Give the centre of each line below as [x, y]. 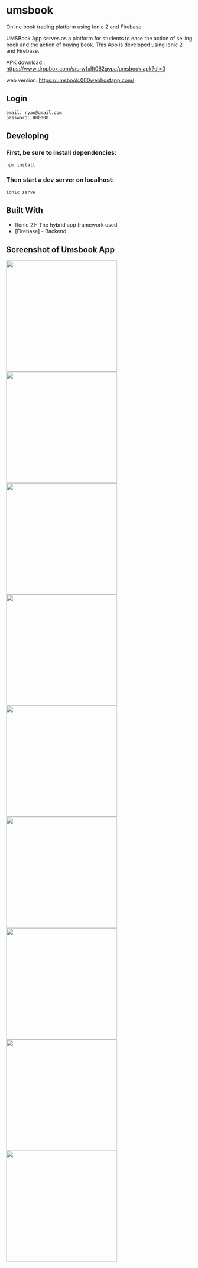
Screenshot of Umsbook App [61, 250]
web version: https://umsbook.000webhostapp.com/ [70, 80]
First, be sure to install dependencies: [61, 153]
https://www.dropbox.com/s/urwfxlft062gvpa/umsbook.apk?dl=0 [86, 68]
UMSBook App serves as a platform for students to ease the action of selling [99, 38]
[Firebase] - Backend [40, 231]
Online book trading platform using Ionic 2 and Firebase [74, 27]
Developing [27, 136]
